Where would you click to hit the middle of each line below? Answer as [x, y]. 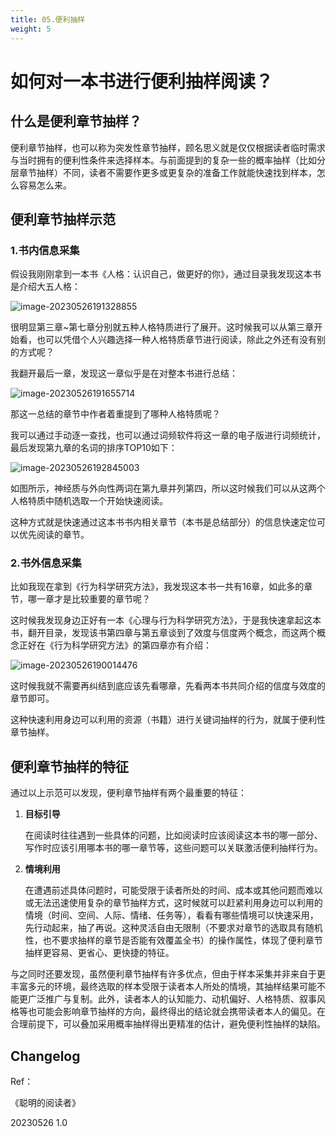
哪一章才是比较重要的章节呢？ [89, 599]
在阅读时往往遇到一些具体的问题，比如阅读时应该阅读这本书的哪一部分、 [173, 835]
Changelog [45, 1056]
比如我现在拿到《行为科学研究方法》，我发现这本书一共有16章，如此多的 [157, 587]
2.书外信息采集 [46, 563]
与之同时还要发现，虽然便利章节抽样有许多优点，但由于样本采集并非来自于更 [168, 974]
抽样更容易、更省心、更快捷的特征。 [99, 953]
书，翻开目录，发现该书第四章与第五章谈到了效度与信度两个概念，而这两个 [163, 633]
